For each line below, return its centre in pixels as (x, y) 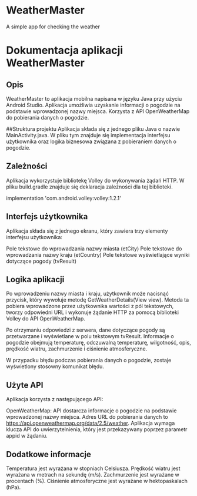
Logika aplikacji (35, 280)
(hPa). (14, 487)
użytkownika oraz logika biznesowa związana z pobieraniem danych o (91, 141)
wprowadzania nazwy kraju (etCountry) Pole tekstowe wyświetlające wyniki (98, 254)
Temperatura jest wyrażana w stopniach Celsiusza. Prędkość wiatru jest (93, 468)
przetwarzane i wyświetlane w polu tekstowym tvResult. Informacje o (90, 336)
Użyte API (25, 385)
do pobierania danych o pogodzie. (48, 117)
